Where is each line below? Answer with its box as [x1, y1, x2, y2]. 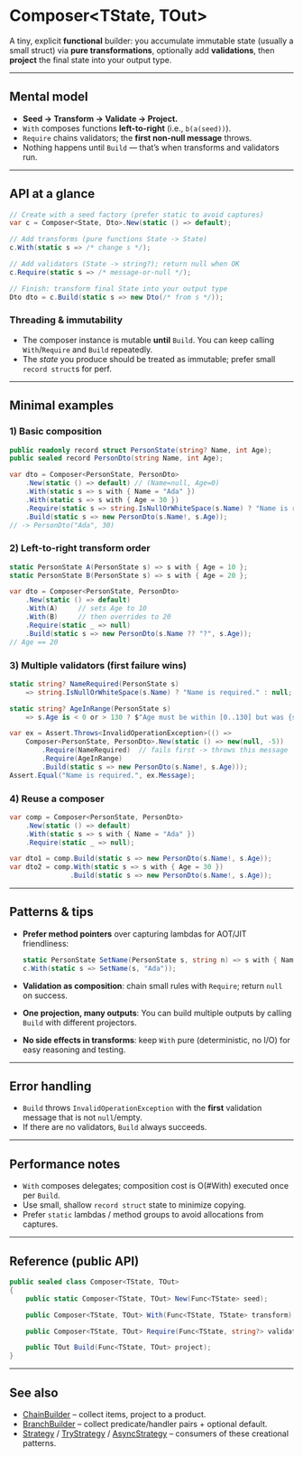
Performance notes [9, 1156, 121, 1172]
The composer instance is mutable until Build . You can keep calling [22, 334, 275, 345]
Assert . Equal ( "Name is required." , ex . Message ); [9, 771, 196, 780]
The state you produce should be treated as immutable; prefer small [22, 353, 276, 364]
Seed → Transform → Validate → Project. [22, 113, 179, 124]
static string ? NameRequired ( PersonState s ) [9, 679, 179, 688]
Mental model [9, 89, 88, 105]
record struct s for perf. [22, 363, 113, 374]
